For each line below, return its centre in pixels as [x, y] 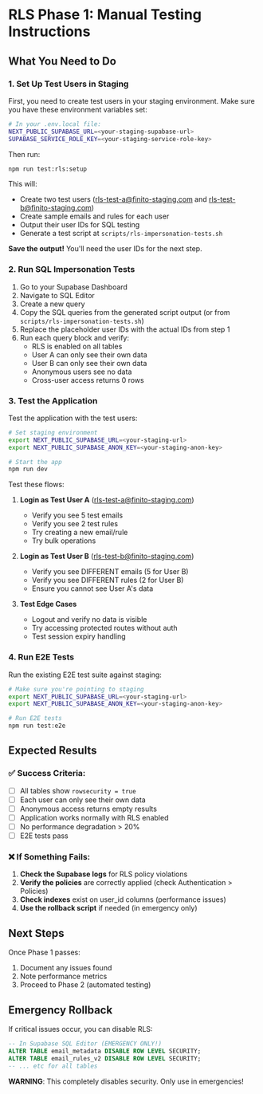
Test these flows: [37, 485]
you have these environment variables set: [78, 109]
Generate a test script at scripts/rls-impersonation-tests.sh [121, 234]
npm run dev [28, 469]
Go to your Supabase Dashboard [73, 287]
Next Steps [36, 933]
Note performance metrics [63, 976]
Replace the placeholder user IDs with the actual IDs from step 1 [125, 329]
